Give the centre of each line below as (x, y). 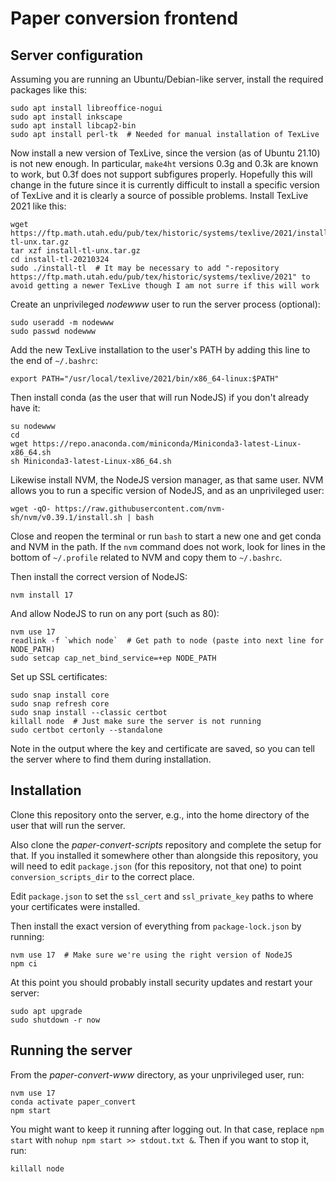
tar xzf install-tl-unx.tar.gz (75, 251)
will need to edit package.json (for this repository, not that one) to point (156, 866)
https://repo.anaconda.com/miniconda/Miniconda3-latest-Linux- (167, 444)
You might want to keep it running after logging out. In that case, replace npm (167, 1129)
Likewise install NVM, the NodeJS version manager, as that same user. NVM (167, 480)
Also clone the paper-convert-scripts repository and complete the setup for (166, 844)
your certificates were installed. (75, 906)
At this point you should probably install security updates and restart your (161, 982)
